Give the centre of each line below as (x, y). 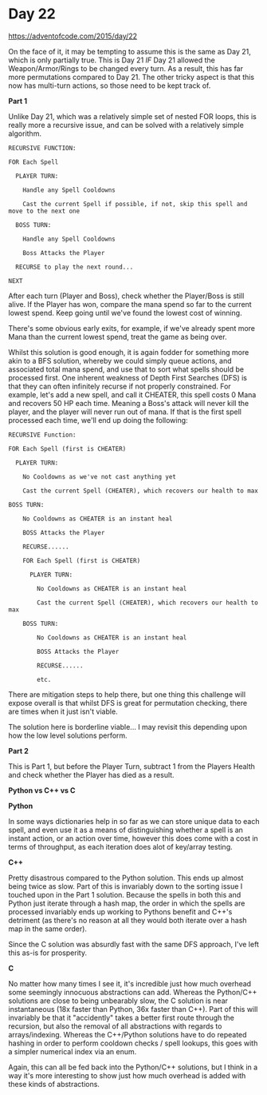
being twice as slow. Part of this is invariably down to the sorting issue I (126, 886)
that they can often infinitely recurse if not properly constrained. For (120, 386)
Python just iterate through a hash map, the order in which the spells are (127, 903)
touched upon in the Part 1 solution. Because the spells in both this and (125, 894)
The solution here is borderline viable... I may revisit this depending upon (128, 727)
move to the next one (44, 211)
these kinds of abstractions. (54, 1084)
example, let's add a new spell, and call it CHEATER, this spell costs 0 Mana (132, 394)
